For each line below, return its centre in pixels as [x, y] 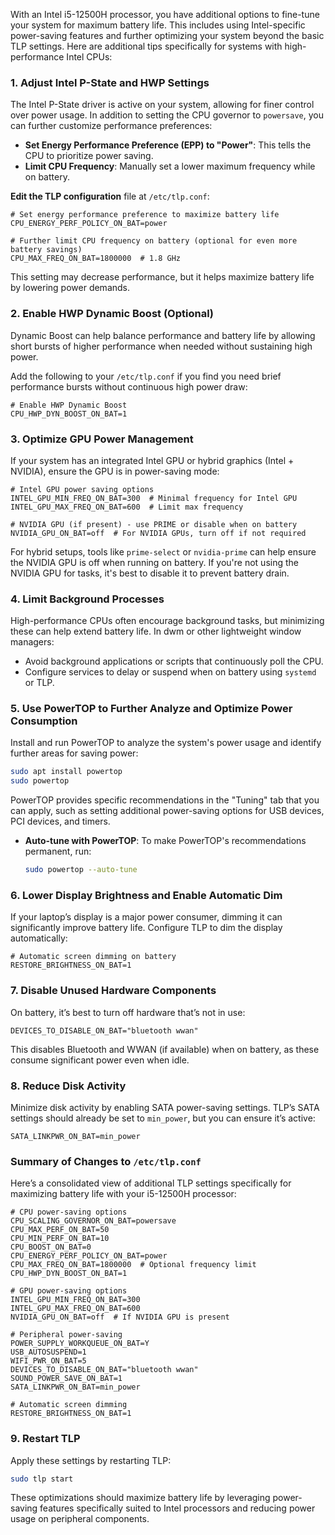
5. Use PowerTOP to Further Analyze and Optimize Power [151, 709]
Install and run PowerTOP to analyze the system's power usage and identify [166, 743]
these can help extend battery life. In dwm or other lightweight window [156, 631]
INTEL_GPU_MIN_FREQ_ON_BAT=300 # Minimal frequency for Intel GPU [154, 498]
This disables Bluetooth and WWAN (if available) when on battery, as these [165, 1049]
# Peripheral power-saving [66, 1335]
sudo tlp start [42, 1479]
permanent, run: [58, 851]
